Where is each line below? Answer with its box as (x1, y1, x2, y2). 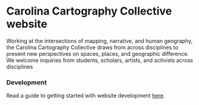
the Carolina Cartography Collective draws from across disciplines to (6, 44, 179, 51)
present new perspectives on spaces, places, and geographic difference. (6, 50, 189, 57)
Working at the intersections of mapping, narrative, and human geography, (6, 37, 193, 44)
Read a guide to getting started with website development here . (6, 92, 165, 100)
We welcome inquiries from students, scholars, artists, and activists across (6, 56, 194, 64)
